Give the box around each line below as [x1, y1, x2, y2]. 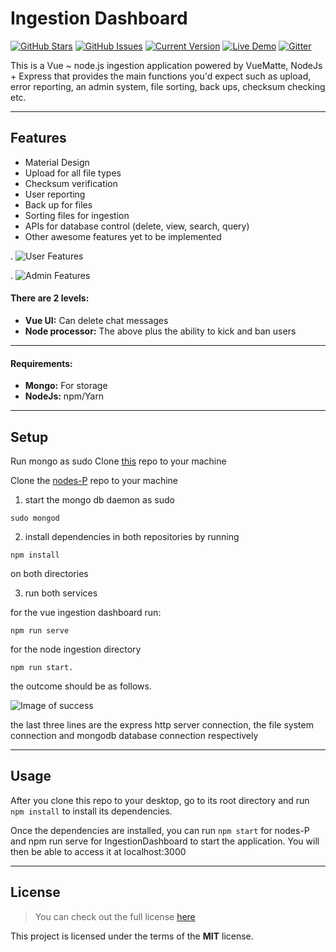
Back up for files [24, 198, 93, 211]
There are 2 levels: [10, 292, 90, 304]
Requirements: [10, 357, 73, 369]
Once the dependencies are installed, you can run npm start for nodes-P [10, 824, 310, 836]
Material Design [24, 156, 90, 168]
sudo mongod [10, 513, 60, 523]
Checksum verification [24, 177, 118, 189]
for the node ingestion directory [10, 643, 142, 655]
